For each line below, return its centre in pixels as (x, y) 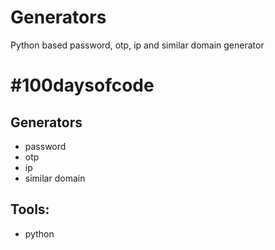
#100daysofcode (82, 85)
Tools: (30, 209)
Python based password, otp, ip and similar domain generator (137, 45)
